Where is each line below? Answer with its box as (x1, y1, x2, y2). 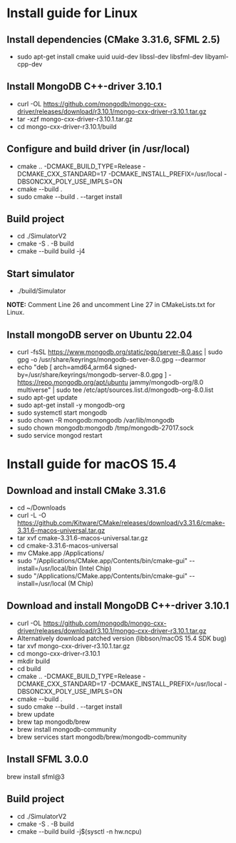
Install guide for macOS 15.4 (6, 456, 177, 473)
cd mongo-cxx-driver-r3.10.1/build (16, 122, 117, 131)
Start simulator (6, 268, 75, 280)
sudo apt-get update (16, 393, 78, 402)
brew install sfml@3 (6, 772, 65, 781)
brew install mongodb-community (16, 725, 117, 733)
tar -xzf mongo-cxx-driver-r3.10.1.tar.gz (16, 114, 133, 123)
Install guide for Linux (6, 5, 138, 21)
